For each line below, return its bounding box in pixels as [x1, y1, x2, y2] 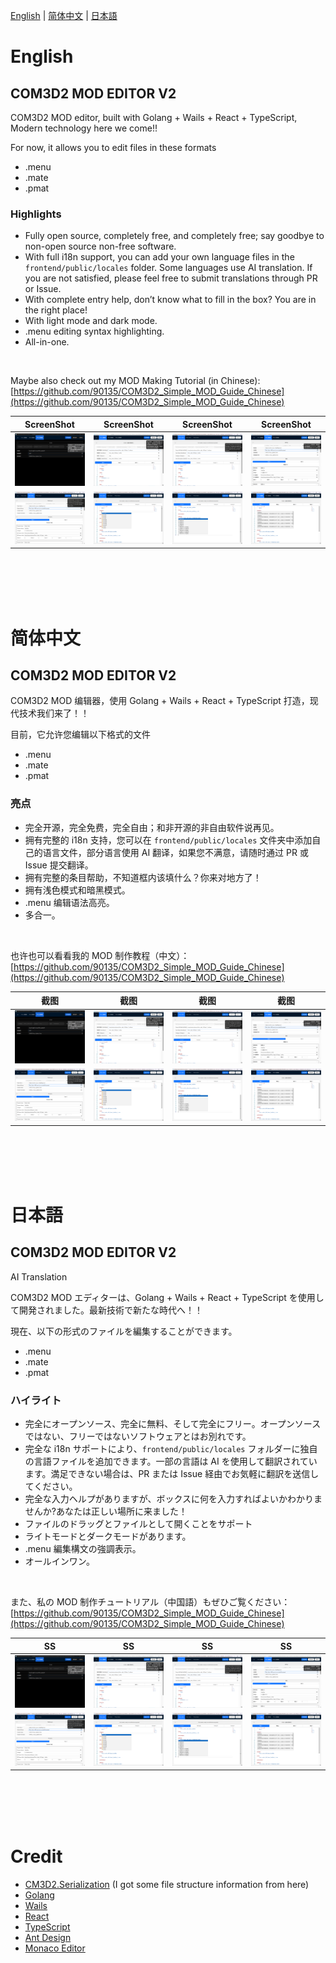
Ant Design [24, 1932, 72, 1944]
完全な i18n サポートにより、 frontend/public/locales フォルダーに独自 [24, 1443, 318, 1455]
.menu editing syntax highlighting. [24, 325, 165, 338]
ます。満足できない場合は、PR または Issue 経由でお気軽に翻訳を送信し [24, 1468, 320, 1480]
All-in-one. [24, 336, 70, 348]
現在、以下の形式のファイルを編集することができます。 [10, 1325, 238, 1337]
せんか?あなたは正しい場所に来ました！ [24, 1505, 188, 1518]
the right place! [24, 304, 88, 316]
